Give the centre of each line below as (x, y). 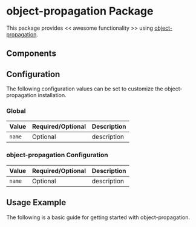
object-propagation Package (80, 11)
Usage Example (36, 202)
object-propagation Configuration (57, 155)
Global (16, 111)
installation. (52, 95)
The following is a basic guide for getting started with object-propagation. (98, 217)
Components (31, 54)
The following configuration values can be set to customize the (85, 89)
